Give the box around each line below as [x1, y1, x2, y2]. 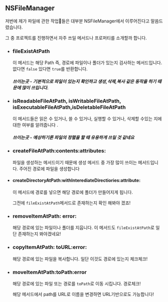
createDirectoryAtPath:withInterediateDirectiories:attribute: [12, 177, 141, 183]
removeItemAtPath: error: [12, 212, 77, 219]
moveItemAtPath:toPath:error [12, 268, 87, 275]
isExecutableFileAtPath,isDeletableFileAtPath [12, 104, 126, 111]
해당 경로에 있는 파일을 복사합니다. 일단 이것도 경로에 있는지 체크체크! [12, 255, 148, 262]
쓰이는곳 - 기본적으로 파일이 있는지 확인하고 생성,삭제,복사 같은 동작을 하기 [12, 78, 156, 84]
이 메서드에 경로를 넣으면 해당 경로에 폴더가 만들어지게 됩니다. [12, 189, 133, 195]
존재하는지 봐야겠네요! [18, 231, 61, 237]
